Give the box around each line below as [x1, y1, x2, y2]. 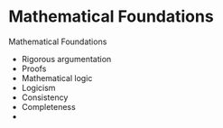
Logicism [21, 82, 56, 93]
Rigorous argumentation [21, 53, 112, 64]
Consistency [21, 92, 69, 103]
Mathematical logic [21, 72, 93, 83]
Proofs [21, 63, 47, 74]
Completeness [21, 101, 76, 112]
